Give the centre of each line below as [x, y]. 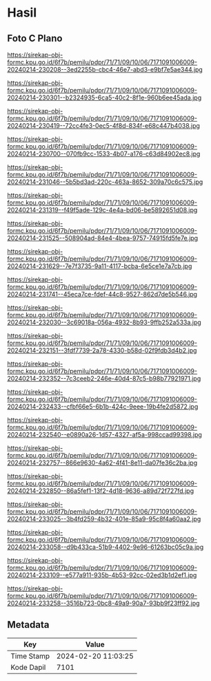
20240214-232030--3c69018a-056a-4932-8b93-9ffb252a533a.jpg [104, 322]
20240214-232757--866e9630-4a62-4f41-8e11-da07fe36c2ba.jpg [102, 463]
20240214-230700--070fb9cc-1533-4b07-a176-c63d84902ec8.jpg [104, 154]
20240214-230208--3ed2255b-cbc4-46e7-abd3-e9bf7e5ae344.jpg [105, 69]
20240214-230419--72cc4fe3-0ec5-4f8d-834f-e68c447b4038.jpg [103, 125]
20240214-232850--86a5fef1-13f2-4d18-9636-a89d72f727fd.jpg [101, 491]
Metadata [28, 625]
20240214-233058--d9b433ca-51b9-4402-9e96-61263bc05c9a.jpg [105, 547]
